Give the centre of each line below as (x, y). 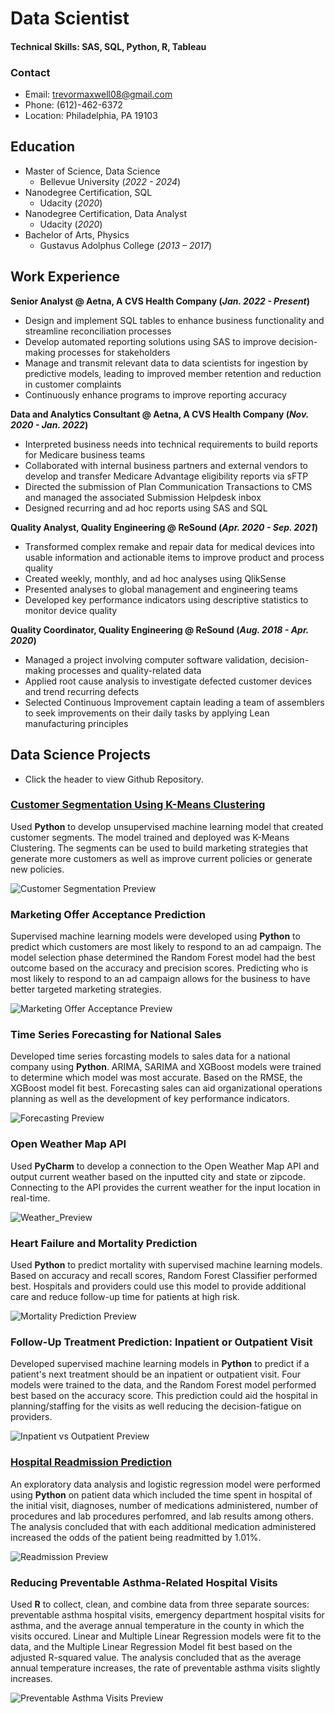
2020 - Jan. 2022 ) (49, 424)
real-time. (30, 1198)
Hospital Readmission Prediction (91, 1462)
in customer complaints (73, 384)
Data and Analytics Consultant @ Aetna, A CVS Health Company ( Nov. (160, 414)
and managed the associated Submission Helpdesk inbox (143, 497)
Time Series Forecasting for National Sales (116, 1035)
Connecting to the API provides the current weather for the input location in (165, 1187)
